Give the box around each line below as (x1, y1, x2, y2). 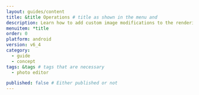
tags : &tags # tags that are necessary (6, 64, 105, 70)
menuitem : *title (6, 25, 49, 31)
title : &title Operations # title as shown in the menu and (6, 14, 158, 20)
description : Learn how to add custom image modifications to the (6, 20, 174, 26)
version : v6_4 (6, 42, 41, 48)
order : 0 (6, 31, 28, 37)
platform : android (6, 36, 52, 42)
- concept (11, 58, 36, 64)
